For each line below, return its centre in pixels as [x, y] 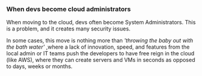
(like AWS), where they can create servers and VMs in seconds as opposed [101, 60]
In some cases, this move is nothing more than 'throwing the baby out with [100, 41]
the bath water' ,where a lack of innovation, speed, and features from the [98, 47]
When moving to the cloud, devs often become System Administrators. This [101, 22]
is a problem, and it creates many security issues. [68, 29]
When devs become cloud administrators [68, 9]
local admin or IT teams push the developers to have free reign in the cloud [100, 54]
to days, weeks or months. [40, 66]
